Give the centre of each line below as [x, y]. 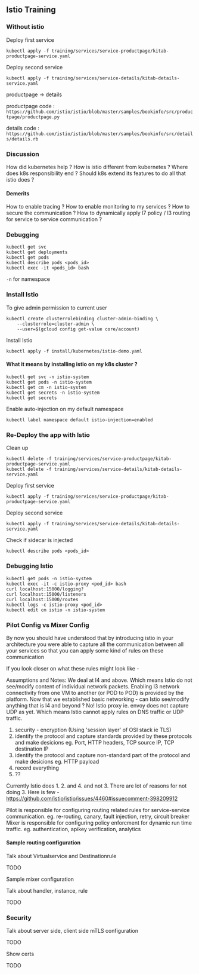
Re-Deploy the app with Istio [48, 434]
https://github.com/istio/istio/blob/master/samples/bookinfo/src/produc [100, 112]
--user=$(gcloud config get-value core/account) [78, 329]
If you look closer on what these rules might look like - [73, 668]
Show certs [20, 954]
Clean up [17, 448]
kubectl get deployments [37, 252]
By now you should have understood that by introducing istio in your [90, 638]
